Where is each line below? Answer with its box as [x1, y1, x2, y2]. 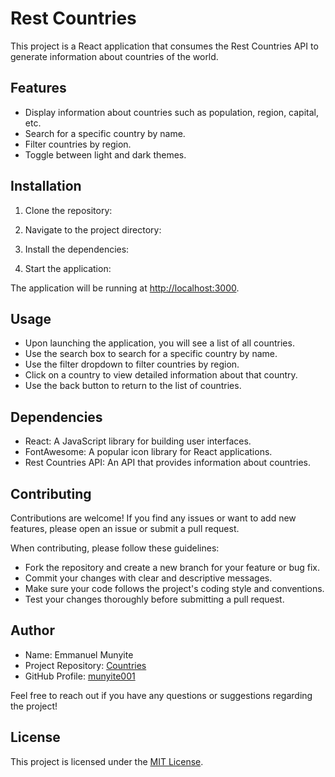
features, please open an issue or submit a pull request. [10, 523, 240, 534]
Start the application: [24, 262, 112, 274]
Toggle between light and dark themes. [24, 148, 187, 161]
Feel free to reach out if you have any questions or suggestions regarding [10, 689, 313, 701]
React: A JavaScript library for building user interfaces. [24, 435, 252, 447]
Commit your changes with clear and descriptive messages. [24, 572, 273, 584]
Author [10, 622, 55, 639]
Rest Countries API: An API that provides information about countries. [24, 457, 312, 469]
